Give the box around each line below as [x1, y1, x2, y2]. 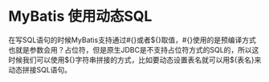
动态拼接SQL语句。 [8, 64, 72, 74]
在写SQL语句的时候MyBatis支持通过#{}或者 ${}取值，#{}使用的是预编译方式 [8, 35, 257, 45]
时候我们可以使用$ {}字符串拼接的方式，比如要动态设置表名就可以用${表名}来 [8, 55, 262, 64]
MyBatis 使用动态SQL [8, 7, 153, 25]
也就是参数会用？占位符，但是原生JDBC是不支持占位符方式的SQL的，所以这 [8, 45, 259, 54]
